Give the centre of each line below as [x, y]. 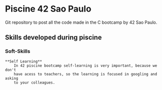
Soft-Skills [18, 51]
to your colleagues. [34, 82]
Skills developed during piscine [53, 37]
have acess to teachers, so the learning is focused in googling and [86, 74]
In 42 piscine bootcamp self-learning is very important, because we [86, 66]
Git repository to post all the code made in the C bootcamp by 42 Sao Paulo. [81, 22]
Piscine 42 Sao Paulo [48, 9]
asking [12, 78]
